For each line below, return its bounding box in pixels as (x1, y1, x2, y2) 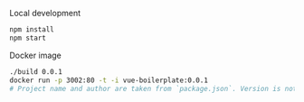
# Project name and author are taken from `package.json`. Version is (9, 84, 281, 93)
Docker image (9, 50, 62, 60)
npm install (9, 25, 54, 34)
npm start (9, 33, 47, 42)
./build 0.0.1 (9, 67, 63, 76)
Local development (9, 8, 81, 18)
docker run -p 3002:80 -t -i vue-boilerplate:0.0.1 (9, 76, 208, 85)
